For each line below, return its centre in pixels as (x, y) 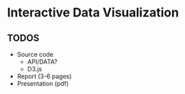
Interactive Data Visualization (93, 13)
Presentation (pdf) (43, 83)
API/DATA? (42, 62)
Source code (35, 54)
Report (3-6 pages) (44, 76)
